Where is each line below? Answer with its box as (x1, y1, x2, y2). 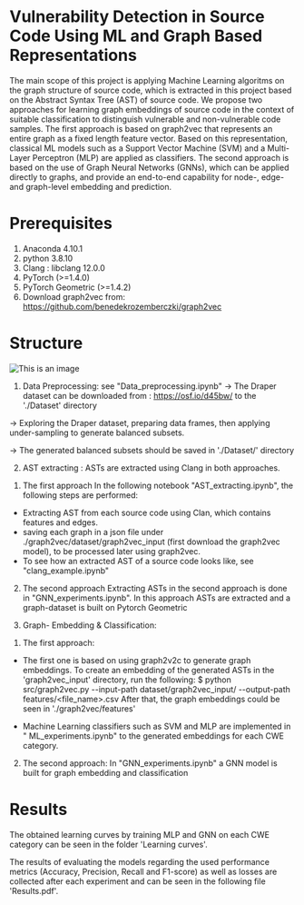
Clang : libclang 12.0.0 (22, 262, 106, 273)
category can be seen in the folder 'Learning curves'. (9, 839, 208, 850)
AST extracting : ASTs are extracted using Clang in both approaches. (22, 462, 280, 473)
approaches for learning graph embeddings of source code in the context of (9, 104, 295, 114)
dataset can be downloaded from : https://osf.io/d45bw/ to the (22, 390, 257, 401)
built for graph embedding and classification (22, 767, 189, 778)
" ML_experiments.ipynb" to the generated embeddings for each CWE (22, 730, 284, 741)
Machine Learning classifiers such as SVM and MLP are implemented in (22, 721, 291, 731)
